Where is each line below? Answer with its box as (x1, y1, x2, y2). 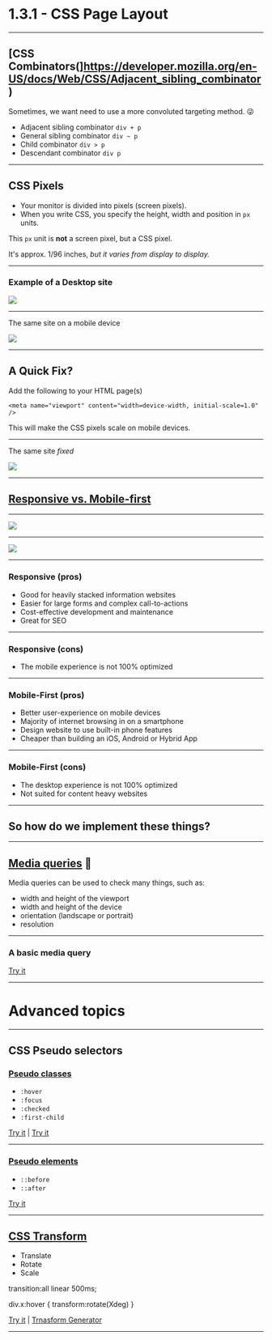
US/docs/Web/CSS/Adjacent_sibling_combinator (8, 72, 261, 86)
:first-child (19, 1114, 65, 1122)
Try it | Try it (8, 1128, 49, 1138)
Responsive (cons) (8, 643, 83, 654)
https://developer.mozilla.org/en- (83, 60, 257, 74)
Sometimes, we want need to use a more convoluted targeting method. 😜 (8, 106, 255, 116)
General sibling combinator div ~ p (19, 130, 138, 140)
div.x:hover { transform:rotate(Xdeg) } (8, 1300, 134, 1309)
